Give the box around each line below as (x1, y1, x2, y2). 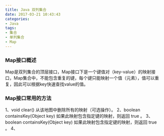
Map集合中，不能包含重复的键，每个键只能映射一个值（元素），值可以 (13, 75, 155, 81)
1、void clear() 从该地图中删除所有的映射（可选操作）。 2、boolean (5, 107, 141, 113)
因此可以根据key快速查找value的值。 (13, 81, 88, 87)
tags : (5, 26, 16, 31)
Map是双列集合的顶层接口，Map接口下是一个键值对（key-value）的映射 (5, 69, 152, 75)
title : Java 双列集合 (5, 7, 47, 12)
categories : (5, 16, 30, 21)
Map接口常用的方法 (5, 94, 52, 101)
